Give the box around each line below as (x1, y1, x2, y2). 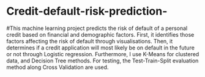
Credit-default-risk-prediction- (6, 4, 168, 18)
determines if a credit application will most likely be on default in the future (6, 44, 195, 51)
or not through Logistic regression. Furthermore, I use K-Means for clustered (6, 50, 199, 57)
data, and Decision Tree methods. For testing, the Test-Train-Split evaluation (6, 57, 199, 64)
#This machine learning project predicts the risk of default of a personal (6, 24, 188, 32)
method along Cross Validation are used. (6, 63, 109, 71)
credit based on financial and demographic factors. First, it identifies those (6, 31, 195, 38)
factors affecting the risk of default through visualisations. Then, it (6, 37, 173, 45)
